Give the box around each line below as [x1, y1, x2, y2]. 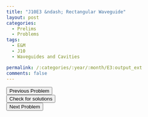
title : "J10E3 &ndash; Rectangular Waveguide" [6, 8, 126, 15]
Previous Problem [9, 88, 50, 94]
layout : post [6, 14, 39, 21]
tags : [6, 37, 20, 43]
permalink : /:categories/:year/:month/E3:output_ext [6, 65, 143, 71]
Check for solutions [9, 96, 53, 103]
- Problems [12, 31, 39, 37]
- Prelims [12, 25, 36, 32]
